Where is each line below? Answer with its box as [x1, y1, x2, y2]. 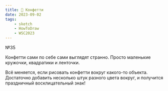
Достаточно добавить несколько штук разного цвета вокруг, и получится [5, 75, 163, 80]
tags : [5, 17, 17, 22]
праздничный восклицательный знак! [5, 80, 86, 86]
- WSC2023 [14, 31, 35, 36]
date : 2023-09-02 [5, 12, 42, 17]
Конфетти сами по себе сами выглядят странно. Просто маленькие [5, 54, 151, 60]
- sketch [14, 21, 33, 27]
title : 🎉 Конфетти [5, 7, 44, 13]
